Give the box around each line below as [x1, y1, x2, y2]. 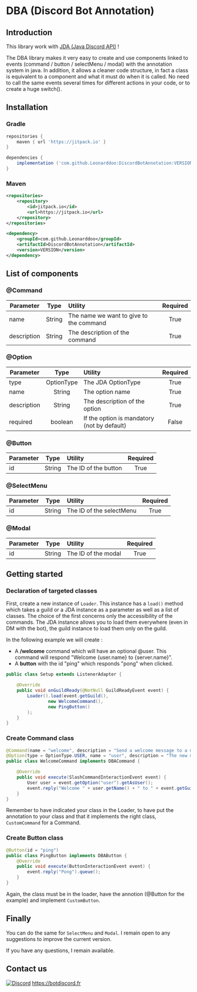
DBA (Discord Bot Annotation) [6, 4, 155, 18]
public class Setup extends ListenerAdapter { [6, 671, 122, 678]
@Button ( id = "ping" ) [6, 847, 59, 853]
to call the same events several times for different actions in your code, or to [6, 79, 191, 86]
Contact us [6, 964, 47, 974]
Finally [6, 913, 31, 924]
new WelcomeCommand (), [47, 698, 104, 704]
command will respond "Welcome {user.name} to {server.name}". [14, 654, 173, 661]
